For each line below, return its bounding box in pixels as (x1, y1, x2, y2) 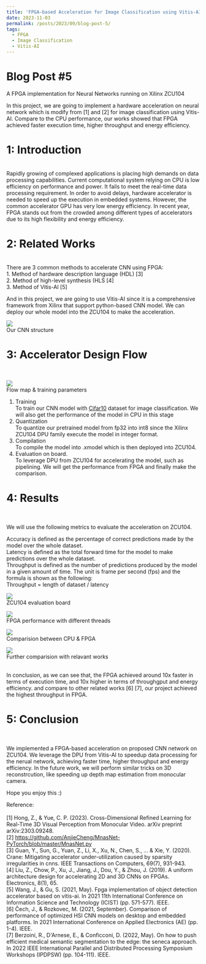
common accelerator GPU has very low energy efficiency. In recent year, (6, 202, 190, 209)
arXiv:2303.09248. (6, 827, 54, 835)
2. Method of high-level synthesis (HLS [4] (6, 277, 115, 284)
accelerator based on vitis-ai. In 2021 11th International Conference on (6, 892, 183, 900)
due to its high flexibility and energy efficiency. (6, 215, 124, 223)
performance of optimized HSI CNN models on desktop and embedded (6, 912, 186, 919)
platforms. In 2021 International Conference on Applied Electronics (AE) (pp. (6, 918, 198, 925)
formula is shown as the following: (6, 574, 93, 582)
